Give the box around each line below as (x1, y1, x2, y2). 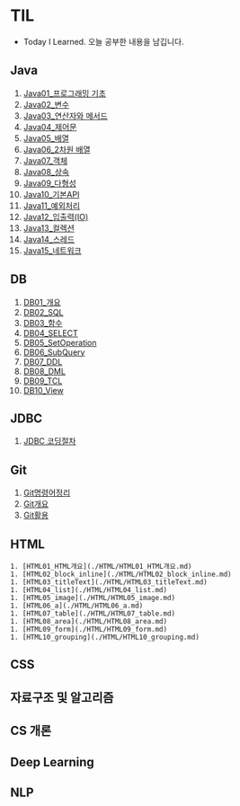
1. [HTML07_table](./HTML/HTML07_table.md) (10, 609, 176, 618)
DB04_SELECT (22, 327, 79, 338)
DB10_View (22, 385, 64, 395)
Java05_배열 (22, 132, 70, 144)
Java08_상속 (22, 166, 70, 177)
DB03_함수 (22, 317, 63, 328)
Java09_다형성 (22, 177, 77, 189)
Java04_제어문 (22, 121, 77, 132)
